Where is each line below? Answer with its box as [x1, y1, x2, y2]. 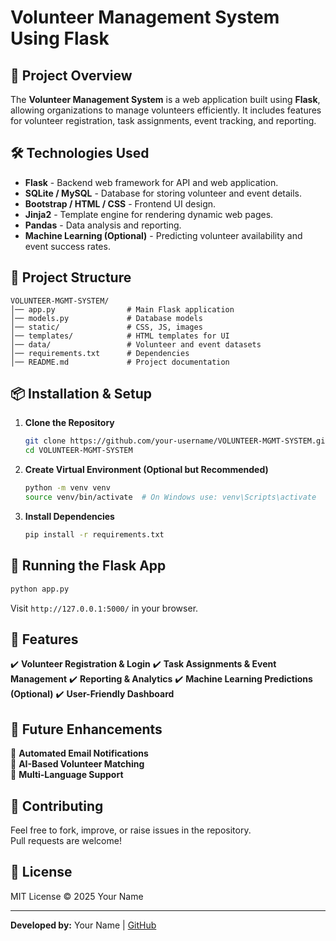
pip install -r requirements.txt [24, 529, 165, 540]
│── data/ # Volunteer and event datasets [10, 339, 262, 350]
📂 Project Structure [10, 269, 132, 286]
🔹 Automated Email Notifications [10, 747, 149, 760]
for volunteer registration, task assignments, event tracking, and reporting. [10, 115, 317, 126]
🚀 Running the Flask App [10, 557, 167, 575]
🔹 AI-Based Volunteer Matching [10, 758, 145, 770]
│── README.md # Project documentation [10, 357, 230, 367]
